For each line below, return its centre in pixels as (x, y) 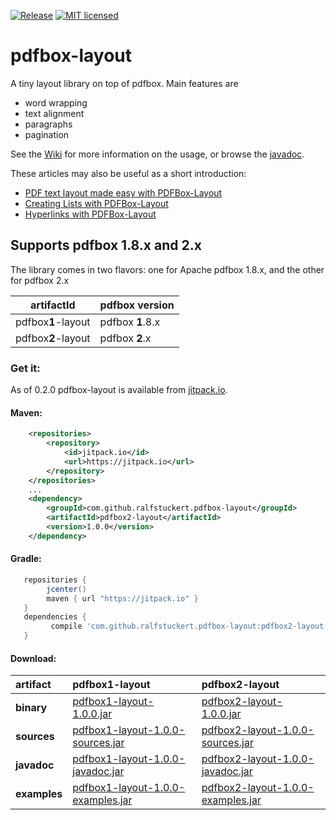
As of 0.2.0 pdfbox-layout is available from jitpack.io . (119, 390)
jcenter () (66, 589)
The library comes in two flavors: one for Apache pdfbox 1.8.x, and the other (167, 269)
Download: (33, 658)
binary (31, 708)
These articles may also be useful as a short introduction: (128, 173)
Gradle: (26, 559)
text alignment (54, 113)
